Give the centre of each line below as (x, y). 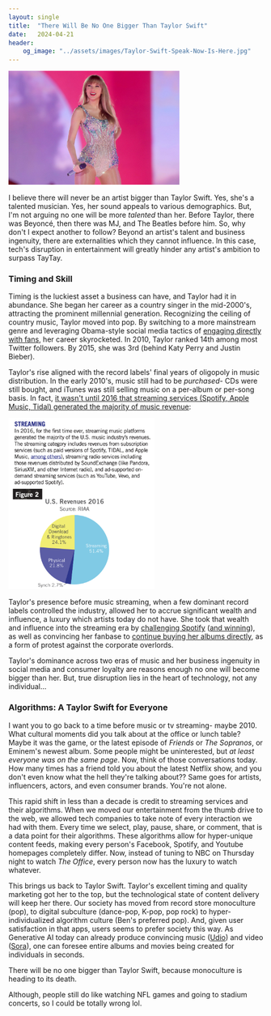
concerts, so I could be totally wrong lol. (75, 1003)
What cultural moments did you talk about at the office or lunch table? (125, 733)
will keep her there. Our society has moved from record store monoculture (132, 903)
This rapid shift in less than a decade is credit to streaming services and (128, 801)
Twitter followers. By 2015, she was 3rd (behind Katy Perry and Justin (125, 348)
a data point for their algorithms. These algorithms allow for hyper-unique (131, 835)
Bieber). (21, 357)
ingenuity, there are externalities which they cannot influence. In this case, (132, 241)
